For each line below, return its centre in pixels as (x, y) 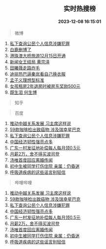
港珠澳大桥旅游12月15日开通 (38, 56)
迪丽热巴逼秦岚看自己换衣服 (38, 74)
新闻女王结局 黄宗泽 (30, 62)
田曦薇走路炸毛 (25, 68)
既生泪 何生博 (23, 92)
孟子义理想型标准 (27, 80)
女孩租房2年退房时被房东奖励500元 (45, 86)
